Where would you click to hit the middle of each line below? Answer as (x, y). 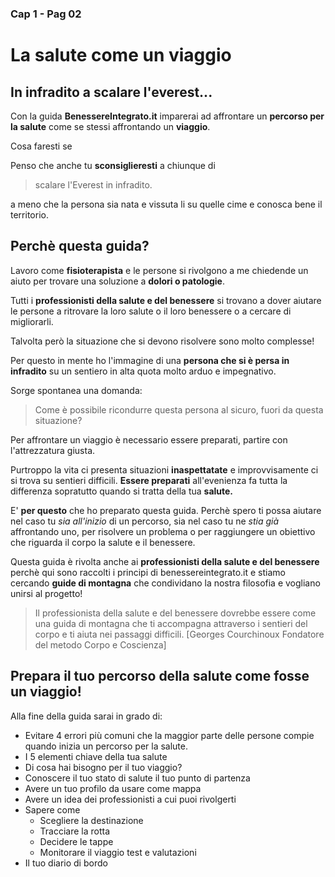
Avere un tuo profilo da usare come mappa (113, 788)
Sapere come (52, 809)
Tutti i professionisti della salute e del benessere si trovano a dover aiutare (166, 300)
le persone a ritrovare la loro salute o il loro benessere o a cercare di (151, 311)
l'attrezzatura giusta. (53, 450)
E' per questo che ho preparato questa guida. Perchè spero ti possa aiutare (166, 510)
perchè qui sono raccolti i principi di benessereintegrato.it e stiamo (148, 572)
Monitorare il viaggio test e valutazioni (118, 852)
